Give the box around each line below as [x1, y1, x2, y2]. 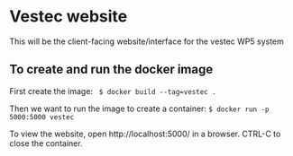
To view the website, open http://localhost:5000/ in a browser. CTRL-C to [9, 128, 281, 139]
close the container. [9, 137, 83, 149]
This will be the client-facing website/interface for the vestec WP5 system [9, 36, 284, 47]
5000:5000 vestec [9, 112, 75, 122]
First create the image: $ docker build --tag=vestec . [9, 85, 216, 96]
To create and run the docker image [9, 62, 214, 77]
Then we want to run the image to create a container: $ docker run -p [9, 103, 270, 114]
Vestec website [9, 6, 128, 27]
